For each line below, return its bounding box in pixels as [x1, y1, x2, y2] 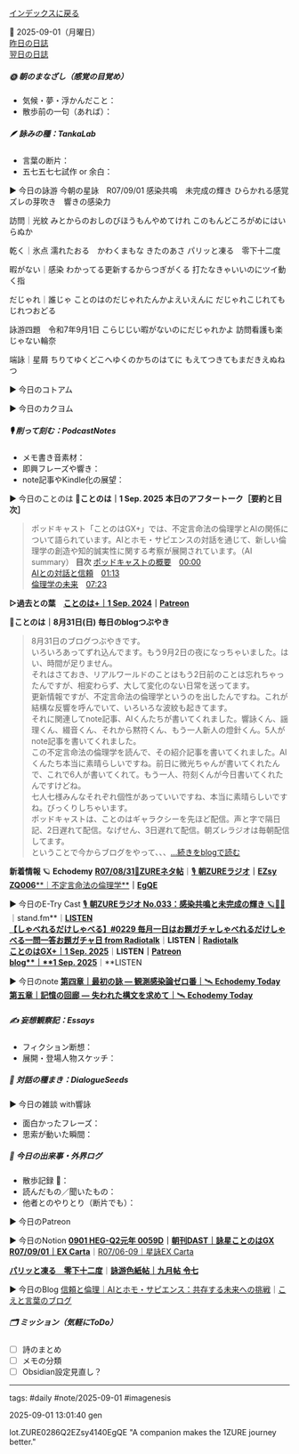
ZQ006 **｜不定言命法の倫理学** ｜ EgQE [9, 879, 158, 890]
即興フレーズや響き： [21, 463, 101, 473]
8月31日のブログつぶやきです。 [30, 635, 145, 646]
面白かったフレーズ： [21, 1118, 101, 1128]
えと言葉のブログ [9, 1295, 72, 1305]
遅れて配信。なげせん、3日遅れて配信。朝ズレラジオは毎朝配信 [59, 824, 290, 835]
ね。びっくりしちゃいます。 [30, 802, 133, 812]
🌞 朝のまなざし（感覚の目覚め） [9, 70, 129, 82]
